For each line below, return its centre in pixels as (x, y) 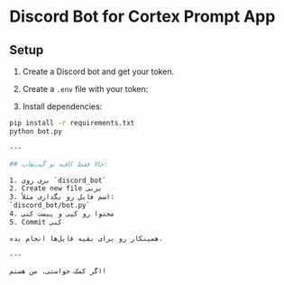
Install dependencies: (62, 106)
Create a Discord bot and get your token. (98, 71)
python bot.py (36, 131)
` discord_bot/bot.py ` (50, 206)
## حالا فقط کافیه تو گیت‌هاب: (59, 164)
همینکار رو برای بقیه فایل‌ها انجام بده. (87, 238)
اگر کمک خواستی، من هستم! (58, 271)
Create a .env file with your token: (85, 89)
